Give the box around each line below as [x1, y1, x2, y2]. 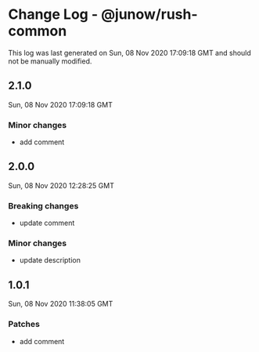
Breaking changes [8, 200, 79, 211]
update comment [19, 218, 75, 228]
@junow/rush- [100, 5, 198, 24]
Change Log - [8, 5, 99, 24]
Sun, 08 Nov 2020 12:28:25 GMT [8, 180, 115, 190]
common [8, 22, 67, 40]
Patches [8, 319, 41, 330]
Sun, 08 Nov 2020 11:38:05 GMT [8, 299, 113, 309]
